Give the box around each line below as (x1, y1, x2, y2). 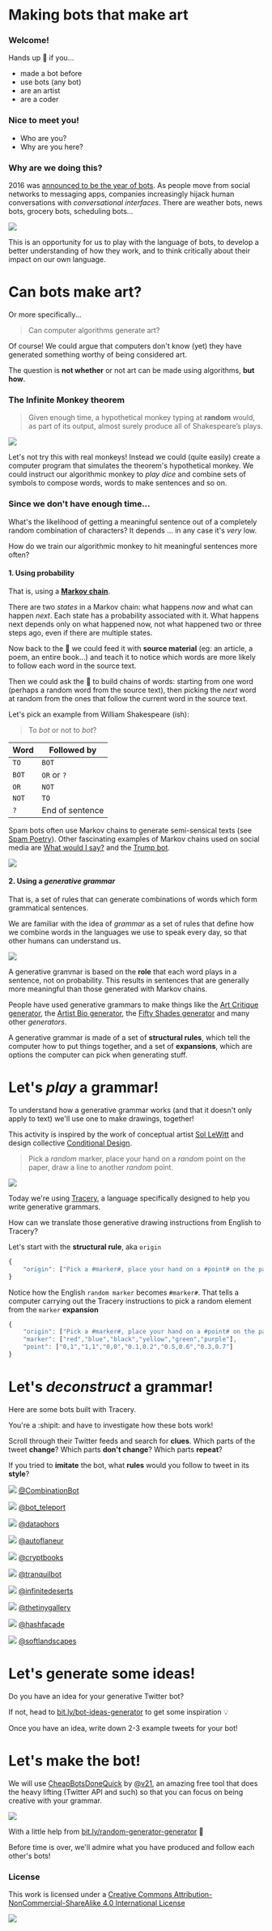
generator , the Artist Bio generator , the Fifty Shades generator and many (8, 1008, 250, 1018)
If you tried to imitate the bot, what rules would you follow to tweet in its (8, 1460, 249, 1470)
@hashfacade (18, 1619, 65, 1629)
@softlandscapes (18, 1636, 77, 1646)
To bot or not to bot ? (28, 725, 97, 734)
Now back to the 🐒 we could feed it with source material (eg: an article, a (8, 643, 253, 653)
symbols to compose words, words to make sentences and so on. (8, 478, 227, 488)
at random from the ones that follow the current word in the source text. (8, 693, 249, 703)
